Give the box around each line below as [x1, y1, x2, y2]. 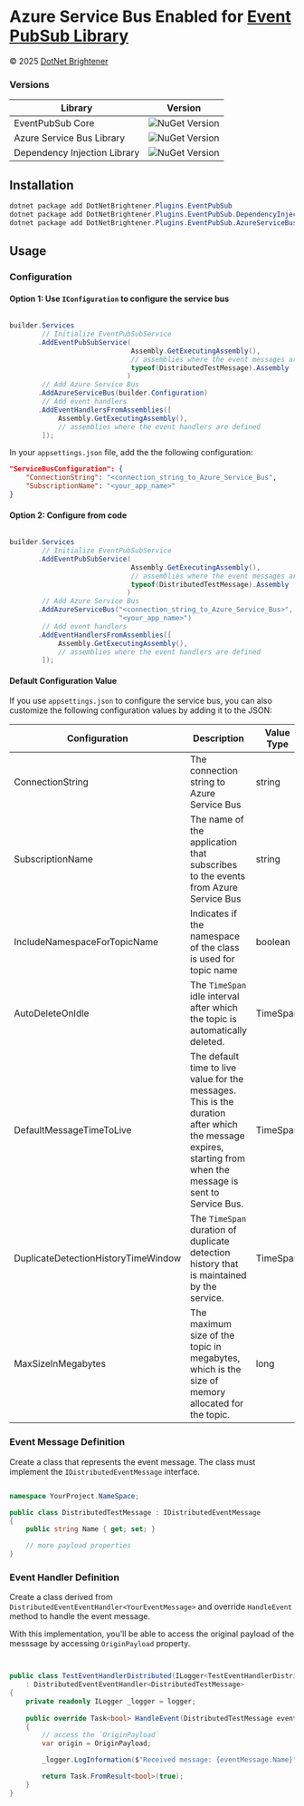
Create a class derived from [9, 1592, 113, 1603]
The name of [189, 814, 244, 826]
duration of [189, 1224, 237, 1236]
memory [189, 1386, 226, 1399]
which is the [189, 1363, 242, 1376]
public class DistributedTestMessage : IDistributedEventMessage [9, 1508, 261, 1517]
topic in [189, 1341, 222, 1353]
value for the [189, 1073, 244, 1086]
